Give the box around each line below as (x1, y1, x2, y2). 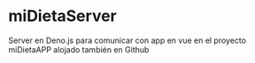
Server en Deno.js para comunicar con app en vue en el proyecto (8, 35, 247, 45)
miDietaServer (8, 6, 117, 26)
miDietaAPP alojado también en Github (8, 44, 150, 54)
